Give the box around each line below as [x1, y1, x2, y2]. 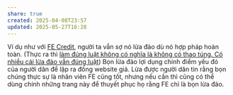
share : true [7, 10, 42, 18]
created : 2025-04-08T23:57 [7, 17, 87, 24]
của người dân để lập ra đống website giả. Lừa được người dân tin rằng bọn [7, 65, 227, 74]
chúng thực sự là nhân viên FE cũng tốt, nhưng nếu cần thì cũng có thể [7, 72, 215, 81]
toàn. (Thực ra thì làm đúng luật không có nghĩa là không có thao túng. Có [7, 50, 223, 58]
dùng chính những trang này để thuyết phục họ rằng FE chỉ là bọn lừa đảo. [7, 80, 225, 89]
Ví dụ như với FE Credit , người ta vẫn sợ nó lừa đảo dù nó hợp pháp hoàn [7, 43, 220, 51]
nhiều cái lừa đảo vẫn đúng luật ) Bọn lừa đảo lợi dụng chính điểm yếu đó [7, 58, 218, 66]
